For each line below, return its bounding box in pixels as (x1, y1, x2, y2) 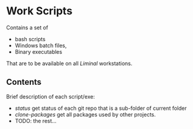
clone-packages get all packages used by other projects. (14, 110, 157, 118)
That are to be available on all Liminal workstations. (6, 60, 133, 67)
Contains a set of (6, 24, 48, 31)
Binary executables (14, 48, 63, 55)
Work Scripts (6, 4, 73, 18)
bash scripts (14, 35, 46, 42)
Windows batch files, (14, 42, 67, 49)
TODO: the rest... (14, 117, 57, 124)
